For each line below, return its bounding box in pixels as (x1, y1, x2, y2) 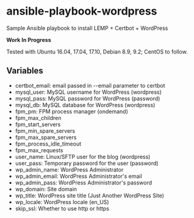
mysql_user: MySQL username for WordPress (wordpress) (15, 88, 162, 96)
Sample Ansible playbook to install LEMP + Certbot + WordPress (6, 24, 168, 32)
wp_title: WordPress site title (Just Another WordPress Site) (15, 192, 165, 199)
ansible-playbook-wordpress (6, 4, 157, 18)
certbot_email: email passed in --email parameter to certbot (15, 82, 166, 89)
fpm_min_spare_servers (15, 127, 75, 135)
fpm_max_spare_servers (15, 133, 77, 141)
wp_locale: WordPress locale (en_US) (15, 198, 109, 205)
